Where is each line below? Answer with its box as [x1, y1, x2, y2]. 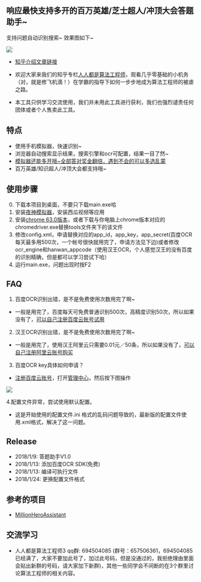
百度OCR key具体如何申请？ [14, 362, 84, 369]
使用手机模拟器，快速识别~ [14, 142, 82, 149]
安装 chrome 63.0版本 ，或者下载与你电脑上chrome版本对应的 [14, 216, 166, 223]
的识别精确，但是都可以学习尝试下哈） [14, 254, 110, 261]
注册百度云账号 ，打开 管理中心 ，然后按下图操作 [14, 374, 131, 382]
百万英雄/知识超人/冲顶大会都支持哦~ [14, 164, 107, 172]
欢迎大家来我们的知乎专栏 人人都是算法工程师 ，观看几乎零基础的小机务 [14, 71, 189, 78]
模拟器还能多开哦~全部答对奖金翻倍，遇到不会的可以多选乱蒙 [14, 157, 166, 164]
